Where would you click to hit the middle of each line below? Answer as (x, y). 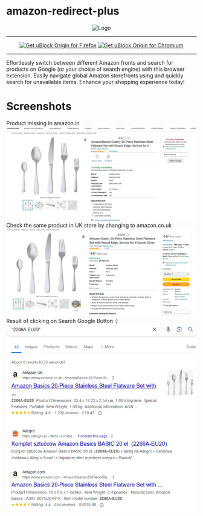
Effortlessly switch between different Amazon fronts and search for (90, 62)
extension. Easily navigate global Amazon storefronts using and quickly (95, 75)
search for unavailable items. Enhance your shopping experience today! (95, 82)
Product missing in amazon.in (43, 123)
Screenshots (39, 106)
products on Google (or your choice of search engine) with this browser (96, 69)
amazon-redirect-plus (63, 11)
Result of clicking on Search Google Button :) (62, 321)
